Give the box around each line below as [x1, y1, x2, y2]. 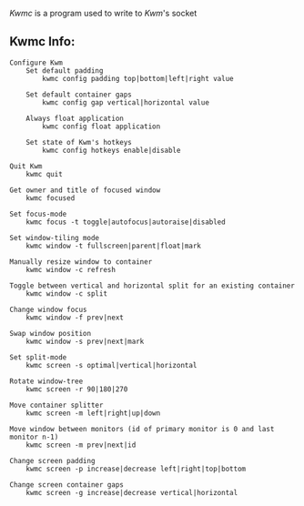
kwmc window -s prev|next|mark [25, 337, 145, 346]
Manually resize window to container [9, 257, 153, 267]
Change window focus [9, 305, 88, 314]
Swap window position [9, 329, 92, 338]
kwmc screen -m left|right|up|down [25, 409, 161, 418]
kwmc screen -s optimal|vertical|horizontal [25, 360, 198, 369]
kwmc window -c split [25, 288, 107, 299]
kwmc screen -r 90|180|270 [25, 384, 128, 394]
